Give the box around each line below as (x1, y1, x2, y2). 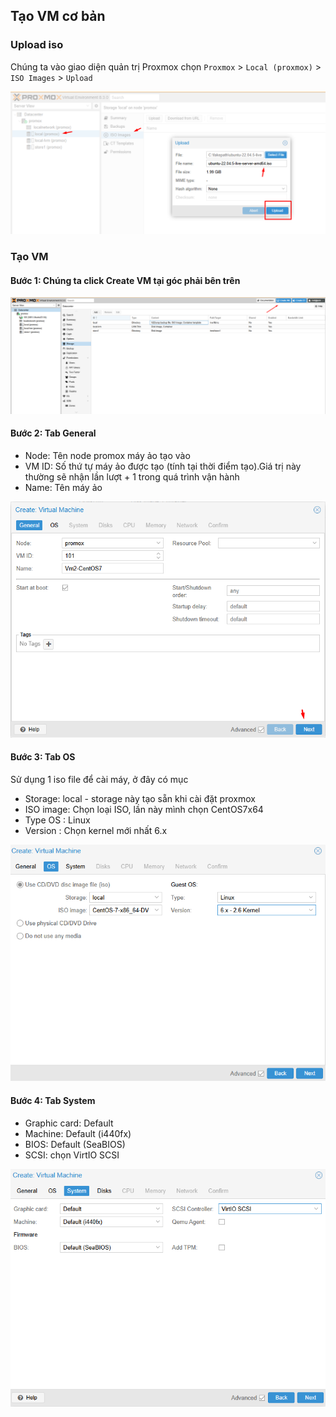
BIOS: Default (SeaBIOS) (24, 1138, 126, 1150)
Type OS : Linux (24, 814, 91, 826)
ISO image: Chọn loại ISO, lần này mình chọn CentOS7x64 (24, 803, 264, 815)
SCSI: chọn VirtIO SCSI (24, 1149, 120, 1161)
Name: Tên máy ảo (24, 481, 103, 493)
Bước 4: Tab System (10, 1094, 96, 1106)
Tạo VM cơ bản (10, 8, 106, 25)
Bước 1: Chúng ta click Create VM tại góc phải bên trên (10, 274, 241, 286)
